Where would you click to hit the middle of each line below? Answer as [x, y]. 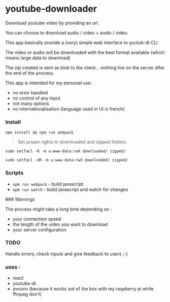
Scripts [14, 173]
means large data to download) [38, 58]
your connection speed [37, 219]
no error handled [30, 92]
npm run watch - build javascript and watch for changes [70, 189]
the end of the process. [30, 73]
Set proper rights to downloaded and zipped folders [72, 142]
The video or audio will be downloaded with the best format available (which [85, 52]
